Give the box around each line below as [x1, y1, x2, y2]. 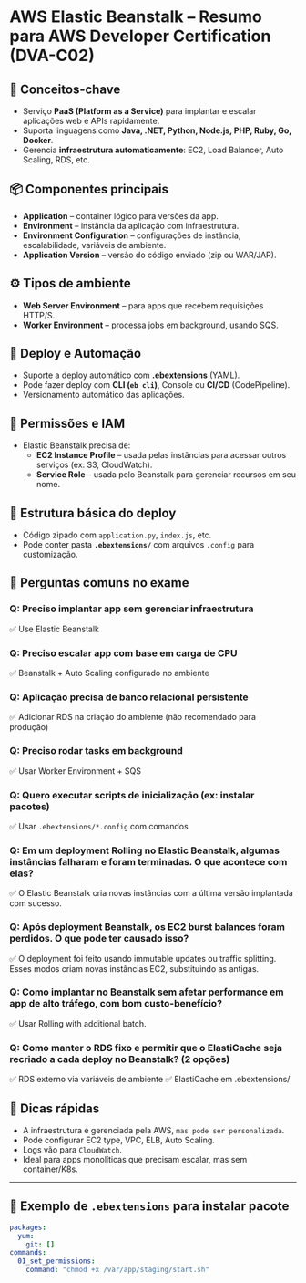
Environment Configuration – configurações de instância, [22, 230, 241, 241]
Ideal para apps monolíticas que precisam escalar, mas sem [22, 1153, 248, 1164]
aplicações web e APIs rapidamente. [22, 116, 160, 126]
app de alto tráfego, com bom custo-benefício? [9, 997, 223, 1010]
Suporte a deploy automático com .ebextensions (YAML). [22, 370, 240, 381]
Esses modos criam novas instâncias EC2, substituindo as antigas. [9, 963, 260, 974]
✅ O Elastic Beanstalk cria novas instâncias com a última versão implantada [9, 888, 293, 899]
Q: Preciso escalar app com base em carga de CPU [9, 646, 239, 659]
